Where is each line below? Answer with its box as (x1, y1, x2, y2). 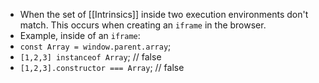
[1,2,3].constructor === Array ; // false (19, 62, 185, 73)
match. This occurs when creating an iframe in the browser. (19, 19, 267, 31)
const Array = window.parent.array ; (19, 40, 172, 52)
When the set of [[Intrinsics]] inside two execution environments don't (19, 9, 309, 20)
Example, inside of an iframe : (19, 30, 141, 41)
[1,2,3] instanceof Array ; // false (19, 51, 162, 63)
